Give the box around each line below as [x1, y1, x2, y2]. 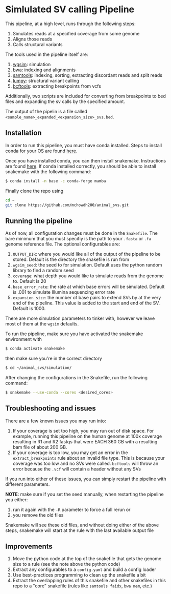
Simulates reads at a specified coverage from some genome [12, 30, 140, 36]
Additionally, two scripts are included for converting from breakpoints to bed [5, 93, 166, 99]
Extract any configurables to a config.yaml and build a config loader [12, 566, 157, 572]
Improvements [5, 542, 53, 551]
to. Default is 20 [12, 278, 47, 284]
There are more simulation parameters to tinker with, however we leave [5, 315, 155, 321]
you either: [5, 496, 28, 503]
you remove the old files [12, 511, 64, 518]
